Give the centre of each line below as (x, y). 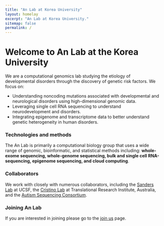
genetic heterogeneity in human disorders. (55, 122)
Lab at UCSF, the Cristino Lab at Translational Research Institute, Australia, (81, 190)
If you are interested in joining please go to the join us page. (66, 218)
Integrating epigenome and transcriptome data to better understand (81, 117)
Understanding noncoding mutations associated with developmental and (86, 96)
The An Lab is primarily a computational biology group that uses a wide (77, 146)
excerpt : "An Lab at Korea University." (47, 19)
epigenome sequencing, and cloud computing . (80, 161)
